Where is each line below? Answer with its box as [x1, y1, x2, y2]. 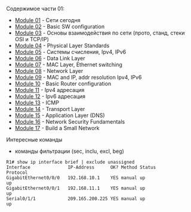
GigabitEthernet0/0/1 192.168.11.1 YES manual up [6, 185, 146, 191]
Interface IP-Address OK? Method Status [6, 164, 156, 170]
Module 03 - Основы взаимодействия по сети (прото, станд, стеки [14, 29, 185, 36]
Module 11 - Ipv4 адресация [14, 87, 85, 93]
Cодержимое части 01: [6, 5, 64, 12]
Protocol [6, 170, 28, 176]
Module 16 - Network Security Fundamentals [14, 118, 125, 125]
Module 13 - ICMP [14, 99, 60, 106]
